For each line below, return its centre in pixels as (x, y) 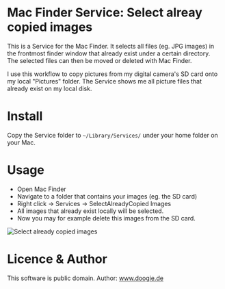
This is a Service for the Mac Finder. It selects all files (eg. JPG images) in (111, 46)
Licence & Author (57, 259)
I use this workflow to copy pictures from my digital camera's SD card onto (112, 74)
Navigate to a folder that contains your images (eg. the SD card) (107, 196)
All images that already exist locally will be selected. (90, 211)
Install (25, 116)
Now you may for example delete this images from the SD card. (106, 218)
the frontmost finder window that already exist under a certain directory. (109, 53)
